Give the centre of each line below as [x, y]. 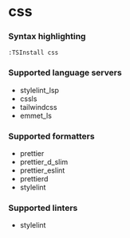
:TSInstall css [33, 53]
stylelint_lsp [39, 90]
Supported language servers [65, 72]
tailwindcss [38, 107]
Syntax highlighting [47, 37]
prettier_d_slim [44, 162]
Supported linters [43, 208]
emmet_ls [35, 115]
